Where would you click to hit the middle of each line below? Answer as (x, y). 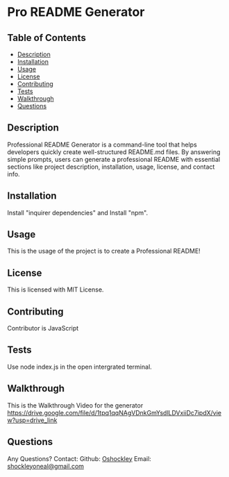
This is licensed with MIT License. (56, 290)
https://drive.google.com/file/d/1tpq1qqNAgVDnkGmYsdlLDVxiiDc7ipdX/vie (114, 412)
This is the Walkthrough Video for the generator (75, 405)
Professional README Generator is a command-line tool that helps (102, 144)
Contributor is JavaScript (43, 328)
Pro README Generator (76, 12)
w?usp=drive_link (32, 420)
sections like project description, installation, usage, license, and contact (111, 167)
